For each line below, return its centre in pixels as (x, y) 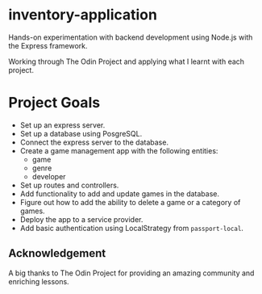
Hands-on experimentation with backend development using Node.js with (131, 37)
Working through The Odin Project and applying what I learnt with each (126, 61)
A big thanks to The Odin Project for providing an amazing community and (131, 273)
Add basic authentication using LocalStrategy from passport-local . (132, 228)
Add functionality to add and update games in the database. (120, 193)
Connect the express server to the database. (94, 142)
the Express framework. (48, 45)
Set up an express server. (62, 125)
